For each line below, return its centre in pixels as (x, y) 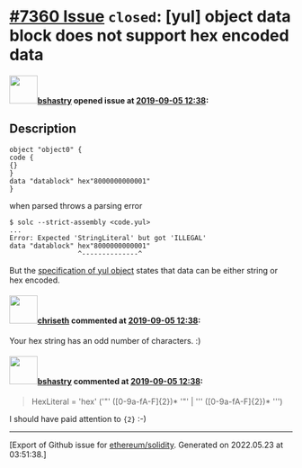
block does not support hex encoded (149, 36)
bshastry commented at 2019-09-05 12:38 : (120, 382)
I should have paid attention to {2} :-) (78, 419)
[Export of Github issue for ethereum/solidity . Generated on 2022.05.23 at (147, 445)
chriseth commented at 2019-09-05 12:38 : (119, 320)
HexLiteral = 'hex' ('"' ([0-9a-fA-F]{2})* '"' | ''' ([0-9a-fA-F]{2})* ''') (157, 401)
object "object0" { (46, 149)
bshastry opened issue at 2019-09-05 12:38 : (123, 100)
